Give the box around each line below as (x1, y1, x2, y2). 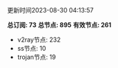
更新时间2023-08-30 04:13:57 (7, 6, 94, 14)
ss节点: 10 (17, 44, 47, 52)
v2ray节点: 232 (17, 35, 61, 44)
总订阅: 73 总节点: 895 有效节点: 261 (7, 21, 112, 29)
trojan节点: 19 (17, 53, 56, 61)
